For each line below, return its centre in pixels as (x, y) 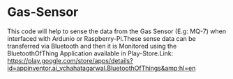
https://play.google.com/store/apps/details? (70, 60)
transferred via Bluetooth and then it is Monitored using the (92, 46)
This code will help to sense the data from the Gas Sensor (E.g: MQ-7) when (117, 31)
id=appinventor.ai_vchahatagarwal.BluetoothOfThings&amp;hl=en (102, 68)
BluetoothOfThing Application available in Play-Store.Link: (90, 53)
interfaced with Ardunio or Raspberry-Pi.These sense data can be (102, 38)
